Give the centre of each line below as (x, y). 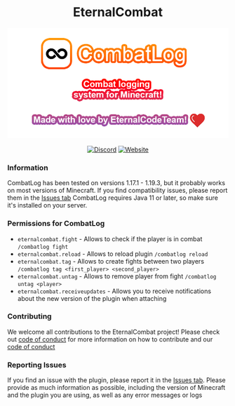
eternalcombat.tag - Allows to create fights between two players (111, 261)
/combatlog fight (43, 247)
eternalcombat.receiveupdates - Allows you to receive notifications (114, 291)
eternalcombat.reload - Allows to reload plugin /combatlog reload (113, 254)
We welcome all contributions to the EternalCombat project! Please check (114, 332)
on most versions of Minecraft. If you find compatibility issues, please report (117, 191)
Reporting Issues (37, 365)
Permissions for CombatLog (56, 224)
